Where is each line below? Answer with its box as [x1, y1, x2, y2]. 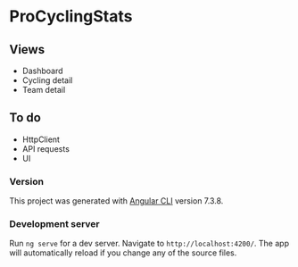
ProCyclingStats [9, 6, 133, 27]
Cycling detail [21, 75, 73, 86]
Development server [9, 218, 100, 230]
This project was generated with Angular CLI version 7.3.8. [9, 196, 224, 206]
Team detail [21, 85, 66, 95]
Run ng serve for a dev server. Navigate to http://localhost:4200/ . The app [9, 238, 290, 249]
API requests [21, 143, 70, 154]
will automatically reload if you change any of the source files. [9, 247, 237, 258]
